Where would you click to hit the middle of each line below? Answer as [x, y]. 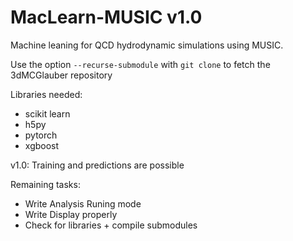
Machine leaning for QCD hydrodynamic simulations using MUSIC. [147, 45]
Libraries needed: [46, 94]
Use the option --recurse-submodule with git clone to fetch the [140, 64]
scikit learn [47, 113]
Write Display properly [71, 214]
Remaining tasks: [45, 184]
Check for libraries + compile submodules [111, 225]
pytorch [41, 135]
